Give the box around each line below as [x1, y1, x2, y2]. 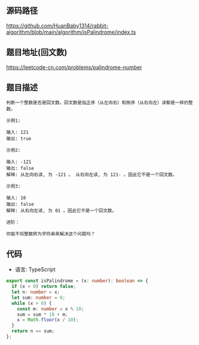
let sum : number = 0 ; [11, 295, 66, 301]
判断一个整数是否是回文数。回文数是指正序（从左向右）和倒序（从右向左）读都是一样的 [6, 100, 189, 106]
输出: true [6, 136, 32, 142]
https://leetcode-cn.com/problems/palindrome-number [6, 64, 142, 71]
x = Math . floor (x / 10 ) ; [17, 317, 79, 323]
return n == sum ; [11, 328, 55, 334]
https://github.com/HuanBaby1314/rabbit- [6, 22, 109, 29]
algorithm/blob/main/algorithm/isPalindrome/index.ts [6, 28, 136, 35]
